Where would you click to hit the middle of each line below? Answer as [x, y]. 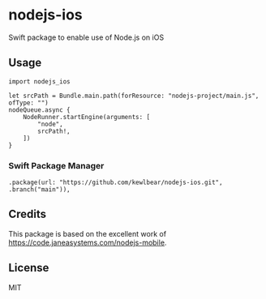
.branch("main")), [39, 190]
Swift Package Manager [56, 165]
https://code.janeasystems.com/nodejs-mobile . [88, 242]
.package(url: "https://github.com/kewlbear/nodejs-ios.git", [116, 183]
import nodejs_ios [39, 81]
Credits [28, 214]
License [29, 268]
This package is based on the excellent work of [88, 233]
